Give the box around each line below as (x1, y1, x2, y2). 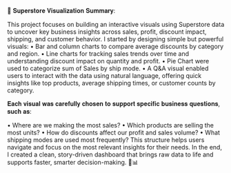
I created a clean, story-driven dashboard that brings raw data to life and (7, 150, 214, 159)
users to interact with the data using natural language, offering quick (7, 72, 202, 79)
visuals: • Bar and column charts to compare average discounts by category (7, 42, 224, 50)
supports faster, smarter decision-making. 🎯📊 (7, 159, 139, 166)
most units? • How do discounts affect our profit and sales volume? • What (7, 128, 221, 136)
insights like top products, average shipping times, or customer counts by (7, 79, 216, 87)
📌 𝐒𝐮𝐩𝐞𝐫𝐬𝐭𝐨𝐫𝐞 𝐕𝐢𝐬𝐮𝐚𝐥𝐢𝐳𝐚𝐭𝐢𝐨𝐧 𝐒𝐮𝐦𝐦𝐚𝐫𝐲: (7, 7, 116, 14)
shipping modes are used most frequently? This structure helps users (7, 136, 205, 144)
